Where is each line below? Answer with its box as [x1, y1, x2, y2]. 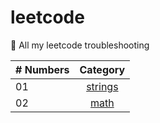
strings [86, 79, 119, 93]
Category [79, 62, 126, 76]
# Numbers [15, 62, 70, 76]
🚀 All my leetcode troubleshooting [10, 39, 150, 51]
